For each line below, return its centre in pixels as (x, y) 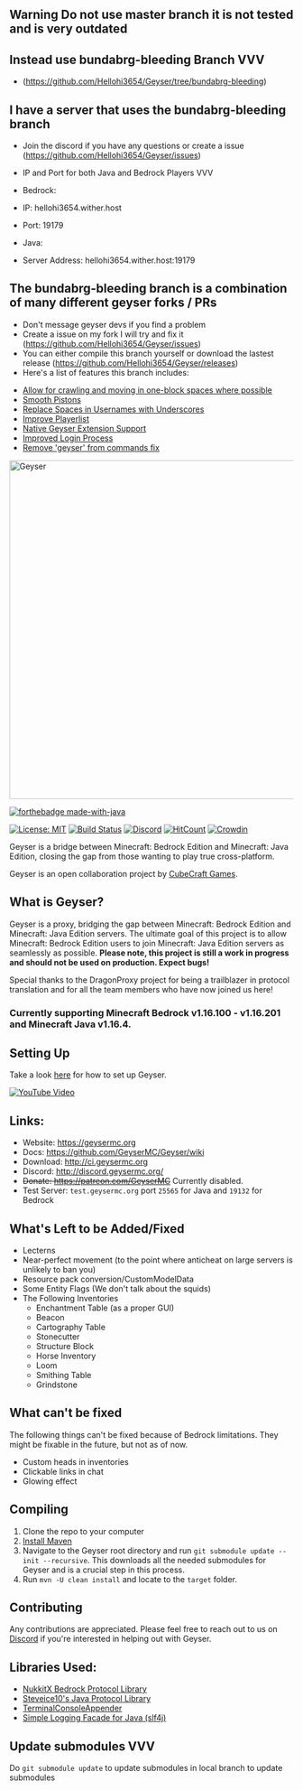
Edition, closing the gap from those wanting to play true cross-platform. (142, 856)
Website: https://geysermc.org (79, 1142)
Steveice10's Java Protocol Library (87, 1699)
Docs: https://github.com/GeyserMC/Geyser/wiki (113, 1152)
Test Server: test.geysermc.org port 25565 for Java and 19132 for (142, 1190)
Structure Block (65, 1346)
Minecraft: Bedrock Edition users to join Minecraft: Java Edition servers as (147, 943)
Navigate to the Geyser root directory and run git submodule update (148, 1550)
